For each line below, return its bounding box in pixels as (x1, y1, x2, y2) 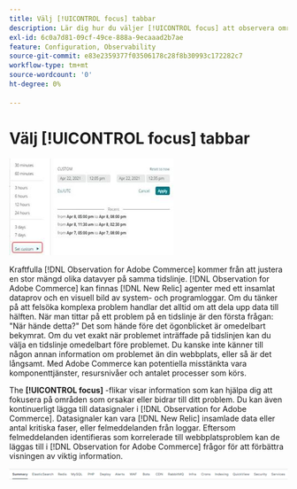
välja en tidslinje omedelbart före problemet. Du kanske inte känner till (9, 339, 263, 350)
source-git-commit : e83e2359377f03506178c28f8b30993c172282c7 (9, 51, 243, 61)
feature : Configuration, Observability (9, 43, 156, 51)
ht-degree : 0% (9, 80, 62, 89)
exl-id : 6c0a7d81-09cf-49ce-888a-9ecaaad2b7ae (9, 33, 184, 42)
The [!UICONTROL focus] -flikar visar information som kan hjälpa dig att (9, 384, 273, 395)
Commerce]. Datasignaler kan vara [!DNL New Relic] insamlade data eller (9, 413, 276, 423)
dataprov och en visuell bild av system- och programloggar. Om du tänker (9, 292, 278, 303)
